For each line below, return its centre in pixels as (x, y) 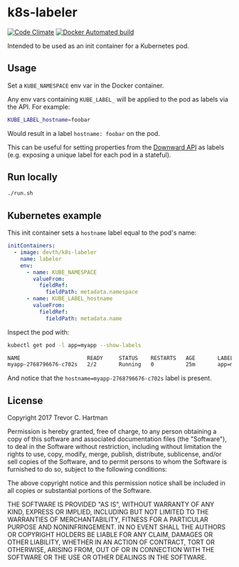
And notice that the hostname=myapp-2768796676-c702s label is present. (110, 378)
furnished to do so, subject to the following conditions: (87, 470)
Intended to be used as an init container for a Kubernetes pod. (99, 46)
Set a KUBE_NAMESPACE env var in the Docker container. (86, 85)
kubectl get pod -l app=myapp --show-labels (74, 345)
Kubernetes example (54, 215)
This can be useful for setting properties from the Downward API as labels (116, 147)
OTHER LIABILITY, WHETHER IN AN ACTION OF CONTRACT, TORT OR (111, 542)
